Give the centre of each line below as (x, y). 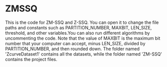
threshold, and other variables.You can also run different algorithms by (78, 33)
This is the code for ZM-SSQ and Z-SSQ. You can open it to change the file (82, 22)
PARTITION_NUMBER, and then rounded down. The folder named (73, 49)
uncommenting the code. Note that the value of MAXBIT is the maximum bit (83, 38)
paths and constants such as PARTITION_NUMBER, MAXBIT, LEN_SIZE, (79, 27)
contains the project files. (31, 59)
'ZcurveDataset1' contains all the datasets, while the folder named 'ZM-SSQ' (84, 54)
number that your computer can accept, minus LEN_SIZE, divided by (75, 43)
